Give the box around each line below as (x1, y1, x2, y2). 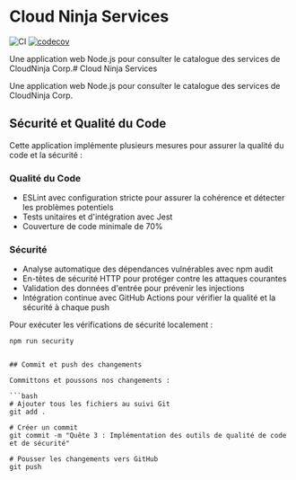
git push (9, 463, 42, 472)
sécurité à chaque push (22, 302, 110, 313)
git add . (9, 407, 47, 417)
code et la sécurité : (9, 149, 83, 160)
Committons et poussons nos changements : (9, 376, 170, 386)
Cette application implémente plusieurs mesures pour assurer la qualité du (9, 139, 284, 150)
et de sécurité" (9, 439, 70, 449)
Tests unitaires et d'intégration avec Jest (22, 211, 173, 222)
